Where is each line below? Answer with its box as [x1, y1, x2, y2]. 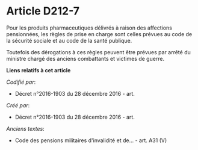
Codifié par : [6, 78, 36, 86]
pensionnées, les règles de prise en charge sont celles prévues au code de [6, 30, 193, 37]
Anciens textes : [6, 125, 45, 132]
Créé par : [6, 101, 30, 109]
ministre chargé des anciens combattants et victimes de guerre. [6, 55, 165, 62]
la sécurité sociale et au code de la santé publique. [6, 37, 132, 44]
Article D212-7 [6, 4, 80, 18]
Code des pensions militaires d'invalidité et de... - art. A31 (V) [14, 137, 167, 144]
